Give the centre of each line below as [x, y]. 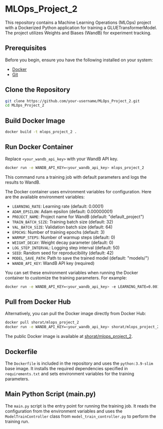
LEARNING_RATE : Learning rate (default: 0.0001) [58, 206]
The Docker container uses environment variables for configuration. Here [78, 191]
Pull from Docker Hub [38, 302]
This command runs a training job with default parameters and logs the [76, 177]
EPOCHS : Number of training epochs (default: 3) [58, 232]
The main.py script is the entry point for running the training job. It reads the [81, 406]
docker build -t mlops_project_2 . [41, 132]
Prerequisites [26, 48]
